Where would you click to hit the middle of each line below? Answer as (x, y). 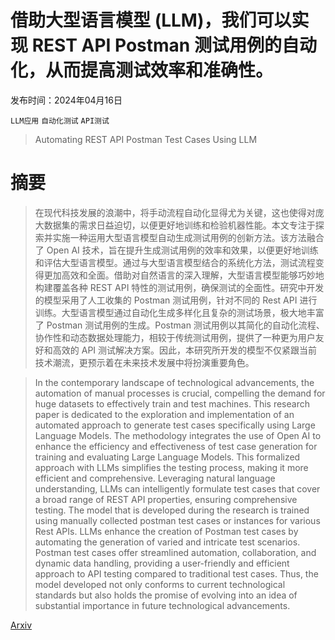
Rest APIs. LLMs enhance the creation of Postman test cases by (166, 531)
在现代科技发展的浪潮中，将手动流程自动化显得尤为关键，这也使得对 (175, 212)
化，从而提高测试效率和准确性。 (142, 70)
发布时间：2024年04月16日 (66, 100)
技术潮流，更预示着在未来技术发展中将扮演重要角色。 (144, 362)
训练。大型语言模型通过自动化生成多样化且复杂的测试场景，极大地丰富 (179, 312)
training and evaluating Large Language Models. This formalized (167, 457)
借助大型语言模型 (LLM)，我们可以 (151, 20)
